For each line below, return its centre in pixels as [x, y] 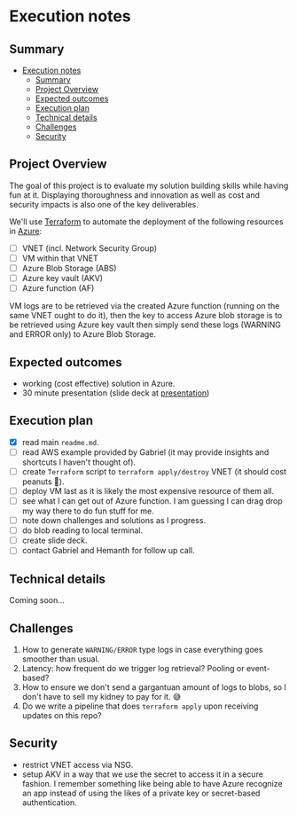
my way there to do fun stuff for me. [88, 511]
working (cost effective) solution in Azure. [98, 383]
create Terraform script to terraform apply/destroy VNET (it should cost [154, 471]
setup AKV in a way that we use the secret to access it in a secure [143, 774]
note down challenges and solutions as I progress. [114, 521]
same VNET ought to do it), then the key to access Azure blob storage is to [146, 316]
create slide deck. [55, 541]
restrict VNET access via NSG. [78, 764]
